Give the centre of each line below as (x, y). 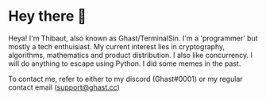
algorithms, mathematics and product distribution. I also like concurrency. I (130, 55)
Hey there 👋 (48, 16)
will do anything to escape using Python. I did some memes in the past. (125, 63)
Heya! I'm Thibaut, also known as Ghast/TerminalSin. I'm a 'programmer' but (133, 38)
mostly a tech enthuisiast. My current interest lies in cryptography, (116, 46)
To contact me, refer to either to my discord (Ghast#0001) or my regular (126, 79)
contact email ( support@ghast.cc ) (64, 87)
